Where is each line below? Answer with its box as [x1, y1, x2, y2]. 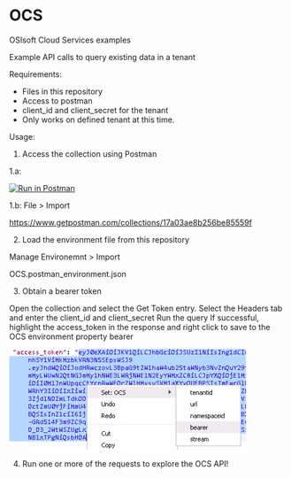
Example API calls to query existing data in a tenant [9, 51, 196, 62]
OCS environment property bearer [9, 331, 134, 342]
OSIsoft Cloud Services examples [9, 35, 131, 45]
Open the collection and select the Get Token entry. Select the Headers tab [9, 303, 283, 313]
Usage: [9, 131, 35, 142]
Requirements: [9, 68, 62, 80]
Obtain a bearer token [21, 285, 102, 297]
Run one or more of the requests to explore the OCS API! [21, 458, 229, 469]
